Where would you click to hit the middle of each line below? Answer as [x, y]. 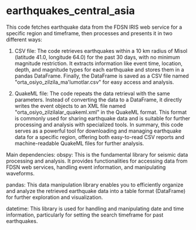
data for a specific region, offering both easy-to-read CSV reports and [99, 137]
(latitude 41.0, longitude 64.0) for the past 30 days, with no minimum [97, 57]
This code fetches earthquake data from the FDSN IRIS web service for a [94, 27]
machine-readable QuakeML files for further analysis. [79, 143]
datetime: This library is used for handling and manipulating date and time [95, 208]
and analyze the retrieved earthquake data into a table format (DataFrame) [96, 191]
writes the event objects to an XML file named [70, 106]
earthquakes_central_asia [70, 11]
